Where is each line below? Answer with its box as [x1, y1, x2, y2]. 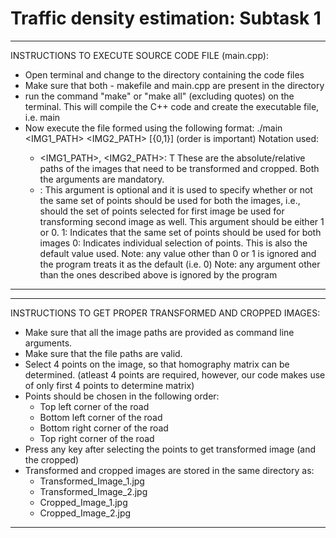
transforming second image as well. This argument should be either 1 [39, 215, 325, 227]
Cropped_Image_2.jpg [39, 507, 132, 519]
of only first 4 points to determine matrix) [24, 379, 195, 391]
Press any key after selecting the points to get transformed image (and [24, 443, 317, 455]
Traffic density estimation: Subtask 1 [10, 7, 322, 30]
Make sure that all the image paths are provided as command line [24, 326, 295, 338]
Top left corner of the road [39, 400, 150, 412]
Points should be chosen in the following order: [24, 390, 220, 402]
